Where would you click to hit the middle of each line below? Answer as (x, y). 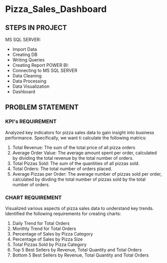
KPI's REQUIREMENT (31, 122)
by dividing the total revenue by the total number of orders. (73, 158)
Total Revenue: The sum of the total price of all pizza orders (74, 147)
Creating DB (25, 54)
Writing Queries (28, 60)
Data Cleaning (27, 76)
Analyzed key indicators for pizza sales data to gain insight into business (80, 132)
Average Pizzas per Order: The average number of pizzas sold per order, (87, 174)
